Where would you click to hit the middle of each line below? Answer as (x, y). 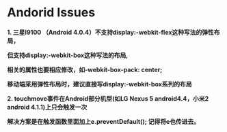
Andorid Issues (51, 13)
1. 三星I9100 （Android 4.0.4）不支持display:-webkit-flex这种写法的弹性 (110, 32)
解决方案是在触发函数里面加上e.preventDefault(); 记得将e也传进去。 (104, 121)
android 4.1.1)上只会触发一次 (47, 107)
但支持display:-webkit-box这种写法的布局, (68, 55)
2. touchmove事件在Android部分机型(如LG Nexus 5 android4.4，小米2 (108, 98)
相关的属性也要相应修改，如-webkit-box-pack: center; (85, 69)
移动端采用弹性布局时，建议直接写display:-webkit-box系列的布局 (100, 84)
